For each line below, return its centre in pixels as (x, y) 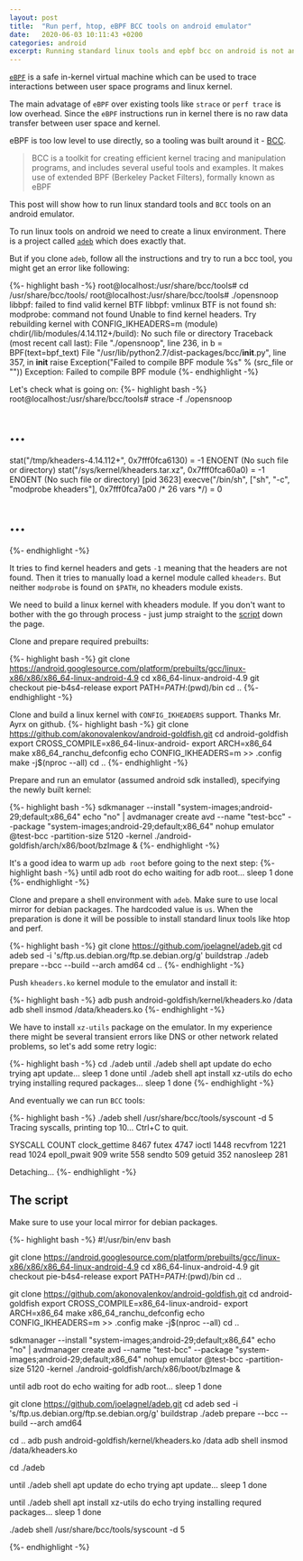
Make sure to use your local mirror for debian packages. (114, 1222)
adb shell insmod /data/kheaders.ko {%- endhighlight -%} (117, 1010)
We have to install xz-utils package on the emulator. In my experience (141, 1027)
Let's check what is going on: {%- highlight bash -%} (108, 390)
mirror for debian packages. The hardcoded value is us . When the (131, 909)
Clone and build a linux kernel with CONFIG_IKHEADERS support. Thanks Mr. (145, 715)
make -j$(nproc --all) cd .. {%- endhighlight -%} (99, 762)
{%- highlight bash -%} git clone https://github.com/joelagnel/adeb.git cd (146, 946)
